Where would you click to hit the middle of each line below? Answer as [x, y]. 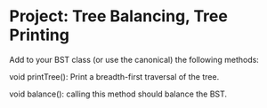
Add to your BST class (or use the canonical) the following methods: [134, 59]
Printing [39, 35]
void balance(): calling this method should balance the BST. [118, 94]
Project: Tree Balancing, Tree [119, 16]
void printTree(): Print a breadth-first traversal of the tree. [114, 76]
